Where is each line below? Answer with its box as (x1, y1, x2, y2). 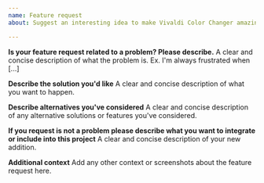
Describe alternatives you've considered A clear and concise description (8, 102, 249, 112)
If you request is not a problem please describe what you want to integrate (8, 126, 256, 135)
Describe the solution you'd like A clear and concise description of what (8, 79, 245, 88)
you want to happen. (8, 87, 75, 96)
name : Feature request (8, 11, 82, 20)
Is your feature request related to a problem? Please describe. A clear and (8, 47, 253, 56)
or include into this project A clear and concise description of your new (8, 134, 241, 143)
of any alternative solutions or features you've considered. (8, 110, 198, 120)
